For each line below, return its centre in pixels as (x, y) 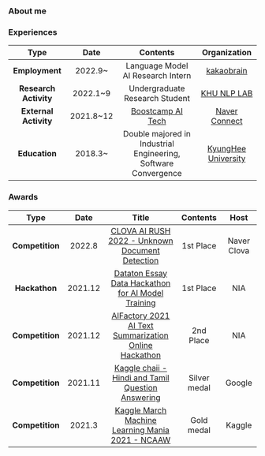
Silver (199, 378)
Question (140, 387)
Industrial (157, 144)
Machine (141, 420)
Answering (141, 398)
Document (140, 250)
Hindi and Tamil (140, 378)
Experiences (33, 32)
